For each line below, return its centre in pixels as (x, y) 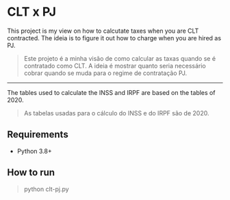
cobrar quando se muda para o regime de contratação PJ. (105, 73)
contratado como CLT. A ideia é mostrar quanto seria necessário (115, 66)
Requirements (38, 135)
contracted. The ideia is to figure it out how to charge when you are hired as (114, 38)
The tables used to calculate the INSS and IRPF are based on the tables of (111, 92)
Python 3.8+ (35, 151)
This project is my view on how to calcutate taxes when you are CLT (103, 31)
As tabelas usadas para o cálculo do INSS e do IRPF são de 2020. (116, 113)
